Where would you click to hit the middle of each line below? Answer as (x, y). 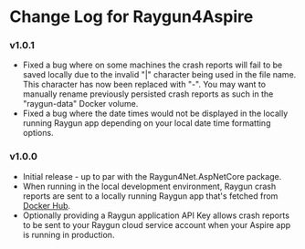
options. (38, 133)
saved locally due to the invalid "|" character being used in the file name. (159, 75)
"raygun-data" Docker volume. (80, 104)
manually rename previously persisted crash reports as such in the (148, 94)
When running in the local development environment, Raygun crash (149, 186)
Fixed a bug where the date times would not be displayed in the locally (155, 114)
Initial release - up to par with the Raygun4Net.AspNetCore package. (152, 176)
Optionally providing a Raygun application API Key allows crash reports (156, 215)
